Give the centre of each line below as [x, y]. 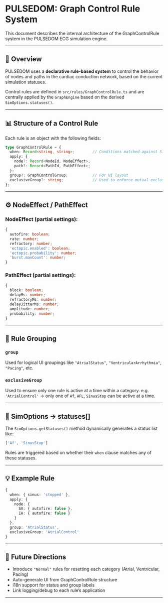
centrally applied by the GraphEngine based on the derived [65, 97]
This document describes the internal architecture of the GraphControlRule [82, 33]
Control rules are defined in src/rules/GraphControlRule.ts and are [75, 91]
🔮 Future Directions [36, 557]
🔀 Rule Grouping [31, 339]
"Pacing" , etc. [19, 368]
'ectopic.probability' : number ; [43, 253]
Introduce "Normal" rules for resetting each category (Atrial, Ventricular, [86, 569]
